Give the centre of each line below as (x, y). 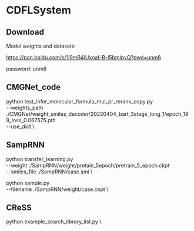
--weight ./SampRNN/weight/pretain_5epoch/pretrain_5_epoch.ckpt (88, 165)
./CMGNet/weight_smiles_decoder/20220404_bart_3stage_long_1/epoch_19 (97, 114)
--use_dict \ (20, 126)
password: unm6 (26, 69)
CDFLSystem (39, 10)
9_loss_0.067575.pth (31, 120)
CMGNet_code (34, 87)
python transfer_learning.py (40, 159)
